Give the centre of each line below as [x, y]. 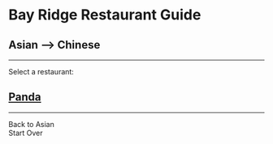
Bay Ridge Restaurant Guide [105, 15]
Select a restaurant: [41, 72]
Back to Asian [31, 124]
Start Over [26, 133]
